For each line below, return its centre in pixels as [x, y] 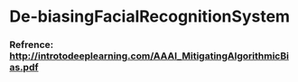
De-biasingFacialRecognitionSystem [150, 17]
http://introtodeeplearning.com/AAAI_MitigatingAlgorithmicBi [149, 56]
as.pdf [24, 68]
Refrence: [32, 45]
